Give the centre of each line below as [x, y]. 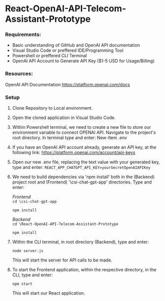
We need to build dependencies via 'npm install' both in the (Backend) [83, 177]
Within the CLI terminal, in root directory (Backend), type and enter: [81, 242]
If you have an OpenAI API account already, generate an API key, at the [84, 147]
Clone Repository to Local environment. [52, 108]
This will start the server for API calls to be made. [62, 260]
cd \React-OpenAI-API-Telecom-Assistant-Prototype [65, 224]
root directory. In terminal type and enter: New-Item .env [69, 138]
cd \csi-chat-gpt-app [34, 202]
